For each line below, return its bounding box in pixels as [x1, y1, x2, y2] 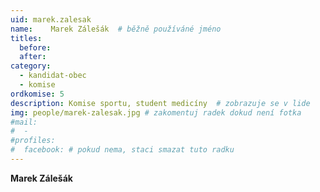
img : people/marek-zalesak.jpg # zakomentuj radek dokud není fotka [10, 107, 302, 118]
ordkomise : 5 [10, 89, 65, 99]
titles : [10, 33, 43, 43]
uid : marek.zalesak [10, 14, 92, 25]
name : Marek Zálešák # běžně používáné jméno [10, 24, 222, 34]
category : [10, 61, 52, 71]
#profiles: [10, 136, 56, 146]
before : [19, 42, 52, 53]
